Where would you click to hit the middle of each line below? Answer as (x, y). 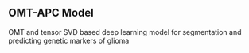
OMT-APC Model (51, 13)
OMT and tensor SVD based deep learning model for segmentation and (125, 32)
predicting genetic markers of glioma (69, 40)
